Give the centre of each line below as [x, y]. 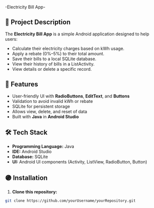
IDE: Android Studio [32, 152]
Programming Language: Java [43, 146]
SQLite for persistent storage [41, 106]
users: [11, 39]
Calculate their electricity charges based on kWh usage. [68, 48]
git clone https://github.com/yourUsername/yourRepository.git [70, 201]
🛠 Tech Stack [26, 133]
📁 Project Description [38, 22]
